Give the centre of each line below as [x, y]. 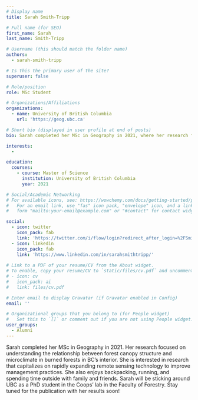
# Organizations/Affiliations [43, 103]
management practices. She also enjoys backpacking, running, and [88, 372]
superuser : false [27, 76]
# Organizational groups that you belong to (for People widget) [88, 314]
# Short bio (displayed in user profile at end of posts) [79, 130]
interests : [19, 146]
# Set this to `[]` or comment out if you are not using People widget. [100, 319]
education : [19, 162]
